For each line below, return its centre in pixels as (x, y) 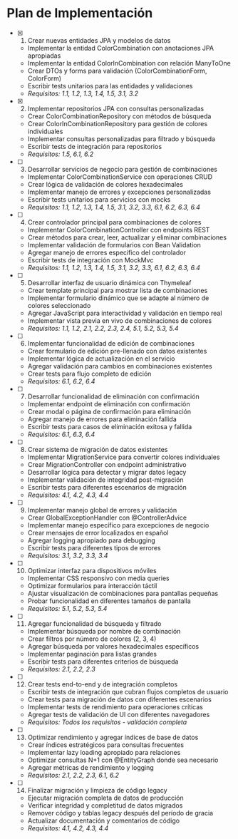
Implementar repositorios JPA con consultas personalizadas (116, 108)
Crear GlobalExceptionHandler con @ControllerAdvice (107, 518)
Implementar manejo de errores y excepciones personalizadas (119, 192)
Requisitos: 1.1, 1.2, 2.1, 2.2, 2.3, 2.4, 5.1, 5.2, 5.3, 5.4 (103, 328)
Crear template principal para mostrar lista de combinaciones (118, 290)
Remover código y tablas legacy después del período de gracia (120, 813)
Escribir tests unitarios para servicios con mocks (99, 199)
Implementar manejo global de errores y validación (102, 510)
